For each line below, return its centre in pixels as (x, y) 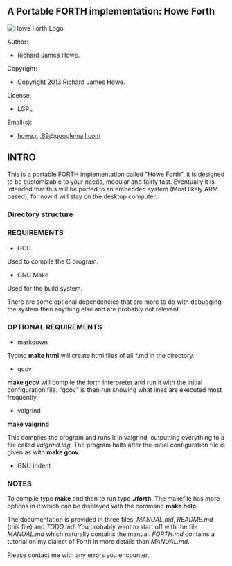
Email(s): (20, 122)
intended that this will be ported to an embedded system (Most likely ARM (113, 189)
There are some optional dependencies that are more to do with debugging (114, 302)
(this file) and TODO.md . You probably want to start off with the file (102, 527)
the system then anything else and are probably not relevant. (94, 309)
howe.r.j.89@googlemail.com (59, 135)
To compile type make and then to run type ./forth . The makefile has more (114, 499)
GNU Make (33, 275)
